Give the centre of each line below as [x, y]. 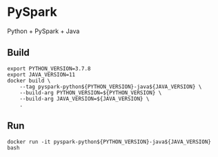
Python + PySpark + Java [43, 31]
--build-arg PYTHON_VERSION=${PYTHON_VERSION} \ [91, 93]
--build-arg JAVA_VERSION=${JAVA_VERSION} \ [85, 98]
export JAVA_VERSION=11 [41, 74]
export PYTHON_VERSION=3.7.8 [49, 69]
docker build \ [29, 81]
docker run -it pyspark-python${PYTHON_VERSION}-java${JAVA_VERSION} [109, 142]
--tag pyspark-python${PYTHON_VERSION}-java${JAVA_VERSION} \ [111, 87]
